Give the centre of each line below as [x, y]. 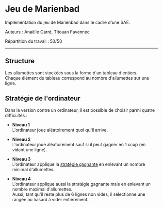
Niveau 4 [21, 179]
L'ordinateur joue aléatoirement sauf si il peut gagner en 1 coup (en [79, 144]
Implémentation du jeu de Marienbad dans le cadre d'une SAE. [67, 22]
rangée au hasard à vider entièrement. [50, 199]
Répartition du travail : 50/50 [33, 41]
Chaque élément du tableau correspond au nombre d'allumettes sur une [77, 78]
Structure [20, 61]
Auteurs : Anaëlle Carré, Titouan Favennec [47, 32]
